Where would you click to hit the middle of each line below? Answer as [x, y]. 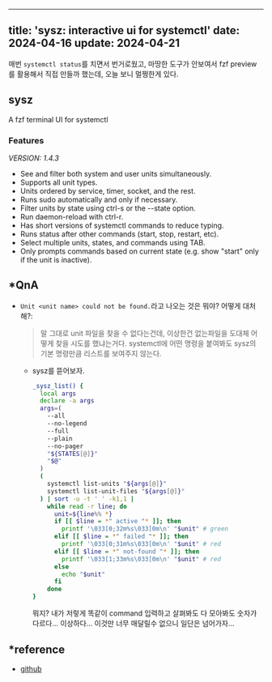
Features [26, 140]
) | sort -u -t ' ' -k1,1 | [87, 499]
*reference [37, 649]
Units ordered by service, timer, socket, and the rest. [108, 190]
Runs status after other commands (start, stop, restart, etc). [119, 234]
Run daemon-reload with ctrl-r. [72, 216]
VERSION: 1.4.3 [34, 158]
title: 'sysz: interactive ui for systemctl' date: [124, 30]
